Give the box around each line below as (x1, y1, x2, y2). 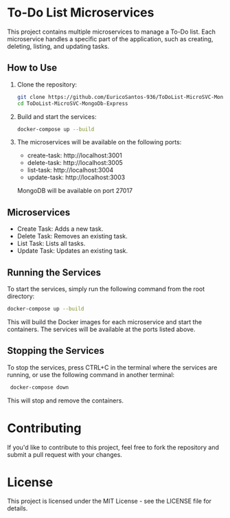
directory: (7, 292, 35, 300)
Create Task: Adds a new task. (16, 225, 104, 233)
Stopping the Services (7, 345, 104, 357)
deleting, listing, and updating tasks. (7, 42, 110, 50)
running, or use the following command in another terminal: (7, 370, 175, 379)
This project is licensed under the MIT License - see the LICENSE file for (7, 497, 211, 506)
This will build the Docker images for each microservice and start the (7, 317, 203, 326)
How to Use (7, 62, 58, 74)
